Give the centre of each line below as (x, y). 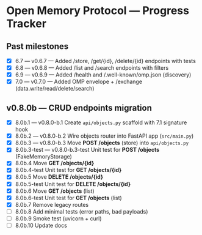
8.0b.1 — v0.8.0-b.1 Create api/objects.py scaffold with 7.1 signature (101, 122)
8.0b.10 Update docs (41, 225)
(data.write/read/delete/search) (55, 89)
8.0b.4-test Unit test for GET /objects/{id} (68, 170)
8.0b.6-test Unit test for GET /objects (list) (68, 198)
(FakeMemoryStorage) (43, 157)
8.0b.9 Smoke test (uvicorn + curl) (58, 218)
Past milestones (38, 46)
